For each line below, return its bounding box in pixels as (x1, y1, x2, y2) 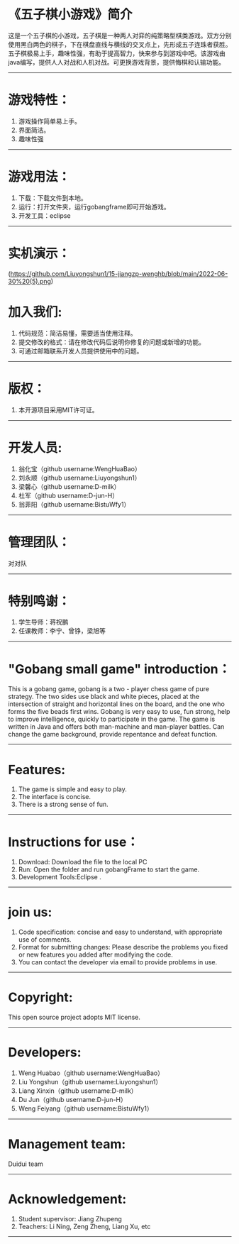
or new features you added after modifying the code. (18, 950, 173, 959)
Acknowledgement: (8, 1191, 127, 1207)
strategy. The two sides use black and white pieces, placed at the (8, 693, 200, 701)
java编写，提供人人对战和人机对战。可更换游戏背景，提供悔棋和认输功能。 (8, 57, 226, 66)
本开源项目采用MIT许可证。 (18, 405, 99, 414)
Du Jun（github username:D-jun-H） (18, 1096, 127, 1104)
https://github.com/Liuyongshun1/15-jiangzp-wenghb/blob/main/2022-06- (10, 269, 228, 277)
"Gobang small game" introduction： (8, 661, 231, 677)
